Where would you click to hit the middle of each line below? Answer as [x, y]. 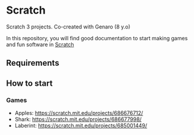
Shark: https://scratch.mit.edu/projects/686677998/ [78, 120]
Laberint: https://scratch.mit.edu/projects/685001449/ [81, 126]
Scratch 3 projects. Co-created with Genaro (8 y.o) [68, 27]
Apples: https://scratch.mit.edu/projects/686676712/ [79, 113]
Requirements [33, 63]
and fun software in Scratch [40, 44]
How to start [29, 83]
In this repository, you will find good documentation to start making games [97, 38]
